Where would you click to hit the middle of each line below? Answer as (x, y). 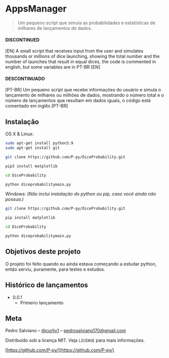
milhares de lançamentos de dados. (55, 28)
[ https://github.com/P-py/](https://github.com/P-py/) (60, 350)
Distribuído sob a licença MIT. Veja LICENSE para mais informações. (75, 340)
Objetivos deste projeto (43, 252)
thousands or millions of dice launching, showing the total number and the (82, 57)
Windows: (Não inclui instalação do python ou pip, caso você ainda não (81, 194)
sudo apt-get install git (32, 148)
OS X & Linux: (19, 134)
